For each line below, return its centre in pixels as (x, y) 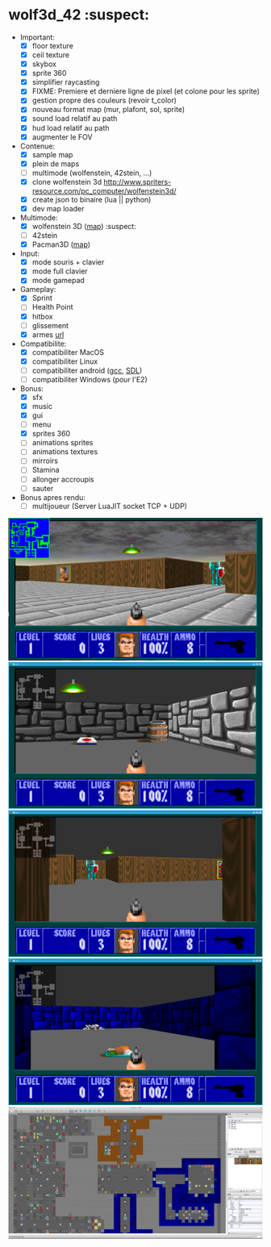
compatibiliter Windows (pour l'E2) (90, 379)
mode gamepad (58, 281)
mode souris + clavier (68, 262)
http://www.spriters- (138, 181)
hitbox (43, 316)
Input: (30, 254)
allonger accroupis (63, 479)
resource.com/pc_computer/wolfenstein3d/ (104, 190)
